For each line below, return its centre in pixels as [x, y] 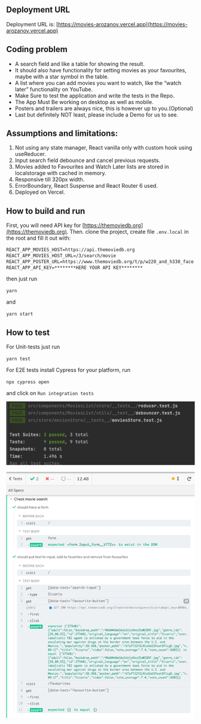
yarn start [20, 314]
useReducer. [31, 154]
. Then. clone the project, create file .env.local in [128, 232]
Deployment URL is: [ [32, 24]
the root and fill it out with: [39, 238]
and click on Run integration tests [50, 393]
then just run [22, 279]
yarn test [19, 359]
